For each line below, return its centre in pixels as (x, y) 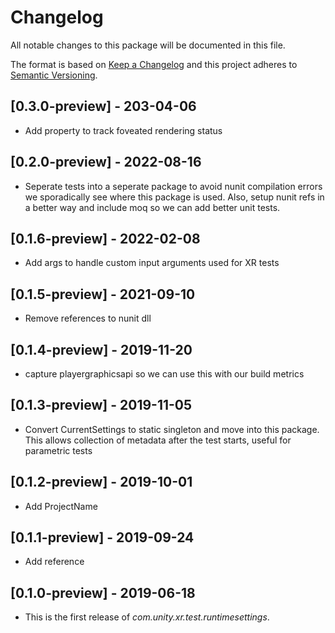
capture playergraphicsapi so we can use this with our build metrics (164, 374)
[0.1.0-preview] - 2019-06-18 (103, 592)
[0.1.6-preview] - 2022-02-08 (105, 238)
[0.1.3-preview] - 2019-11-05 (101, 405)
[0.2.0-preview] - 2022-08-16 (106, 162)
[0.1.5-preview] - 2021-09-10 (103, 294)
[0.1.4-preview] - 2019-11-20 (101, 349)
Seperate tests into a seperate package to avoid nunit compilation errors (173, 186)
